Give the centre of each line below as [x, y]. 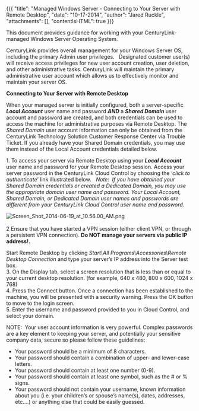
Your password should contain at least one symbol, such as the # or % [101, 377]
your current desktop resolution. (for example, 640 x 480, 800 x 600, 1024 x [99, 278]
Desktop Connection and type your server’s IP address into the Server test [97, 259]
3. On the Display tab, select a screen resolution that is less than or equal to [99, 272]
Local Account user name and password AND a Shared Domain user [91, 111]
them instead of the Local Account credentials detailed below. [82, 149]
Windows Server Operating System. [74, 39]
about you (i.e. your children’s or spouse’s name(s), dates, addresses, [100, 396]
